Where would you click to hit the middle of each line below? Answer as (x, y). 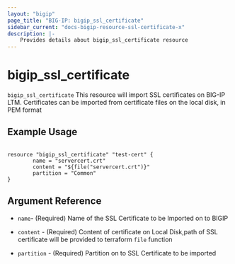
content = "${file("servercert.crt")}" (92, 167)
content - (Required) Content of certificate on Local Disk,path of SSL (117, 231)
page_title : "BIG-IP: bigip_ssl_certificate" (75, 21)
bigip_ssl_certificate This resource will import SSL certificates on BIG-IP (116, 95)
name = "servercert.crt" (69, 161)
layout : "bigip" (31, 14)
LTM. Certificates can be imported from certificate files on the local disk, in (117, 103)
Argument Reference (55, 201)
